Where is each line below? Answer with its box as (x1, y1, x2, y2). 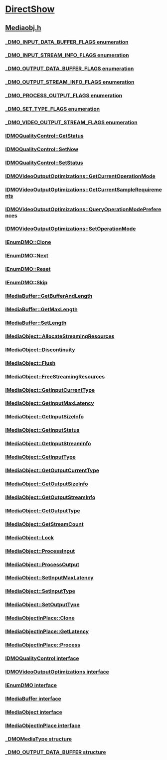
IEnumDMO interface (5, 681, 57, 688)
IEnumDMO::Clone (5, 239, 51, 246)
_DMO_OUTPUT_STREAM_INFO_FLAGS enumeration (5, 79, 135, 86)
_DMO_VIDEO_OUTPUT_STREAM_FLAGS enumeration (5, 119, 138, 126)
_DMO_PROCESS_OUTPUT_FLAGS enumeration (5, 92, 123, 99)
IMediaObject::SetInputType (5, 588, 76, 595)
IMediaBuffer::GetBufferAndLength (5, 293, 93, 300)
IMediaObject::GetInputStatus (5, 427, 80, 434)
